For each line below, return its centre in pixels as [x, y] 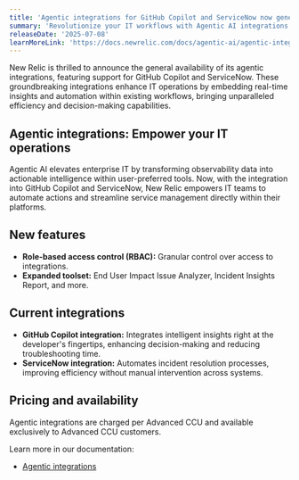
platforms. [28, 207]
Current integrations [67, 313]
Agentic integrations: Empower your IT [119, 133]
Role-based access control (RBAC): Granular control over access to [148, 256]
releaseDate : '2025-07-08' [59, 34]
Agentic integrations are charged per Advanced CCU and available [131, 422]
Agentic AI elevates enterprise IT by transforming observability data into [141, 170]
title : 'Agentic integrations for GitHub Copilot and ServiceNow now [141, 17]
